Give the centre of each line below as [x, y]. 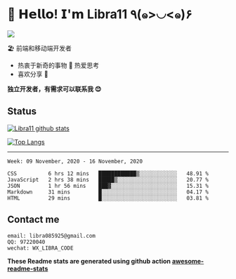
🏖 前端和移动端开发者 [39, 48]
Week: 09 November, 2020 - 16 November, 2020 [75, 161]
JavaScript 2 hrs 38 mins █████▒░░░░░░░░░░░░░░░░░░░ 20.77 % [108, 179]
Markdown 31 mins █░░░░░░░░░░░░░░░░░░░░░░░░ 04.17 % [108, 192]
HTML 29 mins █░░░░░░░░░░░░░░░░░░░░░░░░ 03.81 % [108, 198]
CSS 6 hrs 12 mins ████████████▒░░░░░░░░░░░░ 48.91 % [108, 173]
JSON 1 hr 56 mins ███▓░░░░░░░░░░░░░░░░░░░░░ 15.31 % [108, 186]
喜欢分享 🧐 [33, 74]
